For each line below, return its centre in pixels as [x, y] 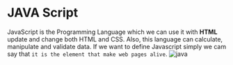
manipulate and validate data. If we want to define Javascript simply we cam [117, 46]
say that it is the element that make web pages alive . [87, 54]
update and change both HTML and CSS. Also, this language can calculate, [115, 39]
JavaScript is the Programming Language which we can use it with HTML [112, 32]
